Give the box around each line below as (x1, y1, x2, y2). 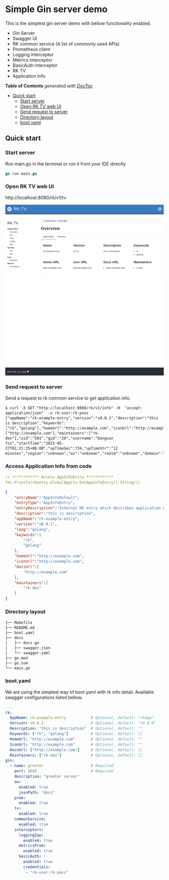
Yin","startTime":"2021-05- (5, 441, 64, 446)
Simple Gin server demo (5, 4, 108, 15)
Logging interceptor (12, 52, 54, 58)
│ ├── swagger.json (5, 646, 51, 651)
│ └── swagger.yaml (5, 651, 51, 656)
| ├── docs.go (5, 641, 39, 646)
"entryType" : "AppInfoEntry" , (14, 500, 75, 506)
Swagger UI (12, 35, 37, 41)
